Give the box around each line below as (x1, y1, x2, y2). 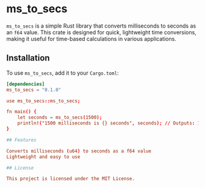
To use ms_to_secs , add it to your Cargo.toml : (6, 69, 119, 77)
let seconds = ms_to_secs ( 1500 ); (17, 115, 103, 121)
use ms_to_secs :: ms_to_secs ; (6, 97, 81, 104)
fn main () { (6, 109, 37, 115)
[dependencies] (6, 81, 45, 87)
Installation (6, 53, 50, 63)
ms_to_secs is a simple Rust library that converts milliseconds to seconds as (6, 22, 196, 29)
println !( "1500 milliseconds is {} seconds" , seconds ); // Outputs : (17, 120, 195, 127)
